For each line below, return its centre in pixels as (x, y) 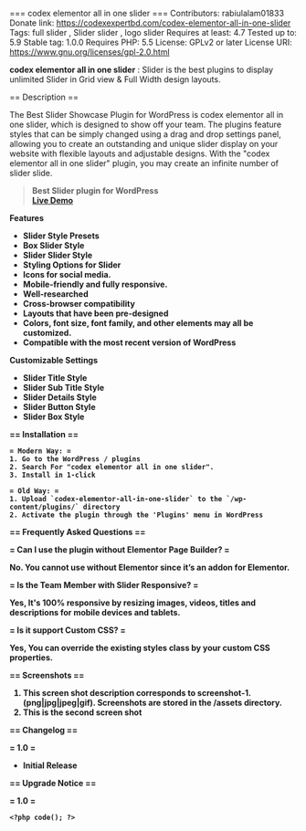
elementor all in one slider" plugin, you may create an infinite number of (144, 163)
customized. (47, 333)
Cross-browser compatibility (79, 304)
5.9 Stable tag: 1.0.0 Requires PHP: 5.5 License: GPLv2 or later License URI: (151, 42)
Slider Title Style (55, 378)
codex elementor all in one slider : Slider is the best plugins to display (142, 69)
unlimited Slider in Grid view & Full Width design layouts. (115, 79)
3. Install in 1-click (53, 475)
